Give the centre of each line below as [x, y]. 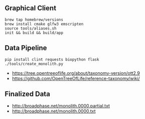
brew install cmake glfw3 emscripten [44, 24]
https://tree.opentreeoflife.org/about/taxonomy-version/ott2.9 [76, 73]
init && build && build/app [34, 33]
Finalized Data [28, 94]
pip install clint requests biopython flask [52, 59]
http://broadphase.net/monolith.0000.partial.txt [61, 106]
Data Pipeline [26, 48]
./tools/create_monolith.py [34, 64]
